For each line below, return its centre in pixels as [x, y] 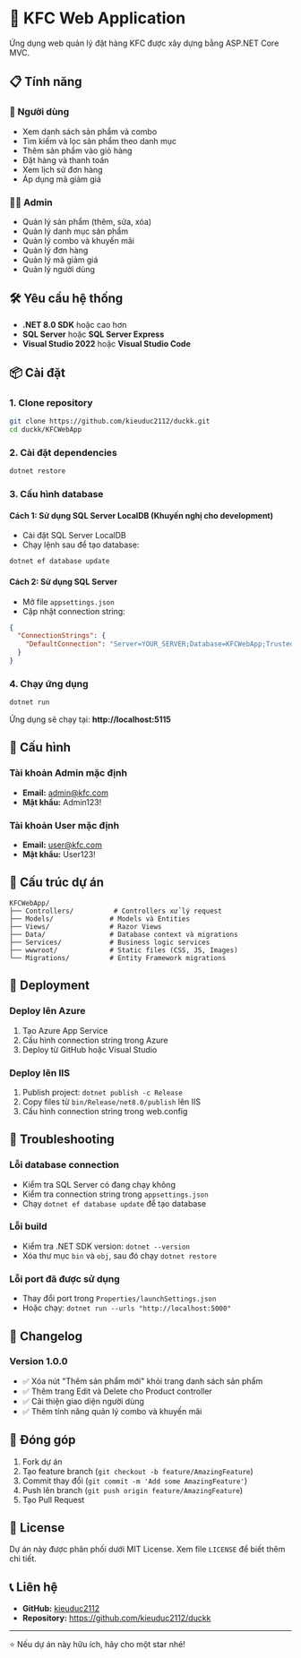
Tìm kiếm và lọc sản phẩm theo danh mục [99, 141]
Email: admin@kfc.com [65, 793]
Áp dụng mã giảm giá [61, 179]
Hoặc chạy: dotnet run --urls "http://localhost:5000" [126, 1308]
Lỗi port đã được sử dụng [65, 1278]
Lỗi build [28, 1226]
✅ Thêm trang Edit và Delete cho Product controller [117, 1391]
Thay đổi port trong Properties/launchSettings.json [119, 1299]
